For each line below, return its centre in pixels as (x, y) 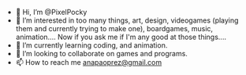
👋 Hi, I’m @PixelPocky (51, 12)
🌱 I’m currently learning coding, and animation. (91, 45)
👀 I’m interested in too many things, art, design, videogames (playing (127, 20)
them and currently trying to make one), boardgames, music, (114, 29)
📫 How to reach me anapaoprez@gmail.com (89, 62)
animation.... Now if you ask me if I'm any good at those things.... (121, 37)
